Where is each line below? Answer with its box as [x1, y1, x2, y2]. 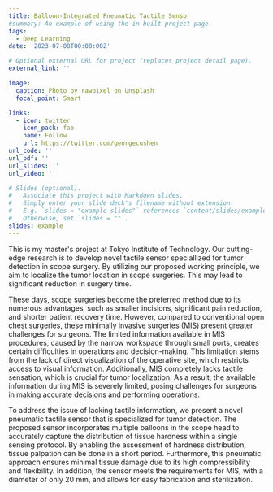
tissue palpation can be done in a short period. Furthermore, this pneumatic [8, 448, 262, 458]
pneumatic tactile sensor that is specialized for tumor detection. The [8, 414, 237, 424]
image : [8, 79, 31, 87]
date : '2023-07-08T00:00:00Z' [8, 42, 111, 50]
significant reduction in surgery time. [8, 278, 132, 289]
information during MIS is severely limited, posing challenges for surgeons [8, 381, 258, 390]
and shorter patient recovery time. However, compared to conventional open [8, 311, 265, 321]
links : [8, 109, 31, 117]
